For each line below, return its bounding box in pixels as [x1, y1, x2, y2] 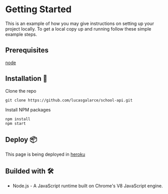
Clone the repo [5, 88, 37, 94]
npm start [5, 121, 26, 126]
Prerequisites [5, 46, 49, 54]
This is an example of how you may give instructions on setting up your [5, 20, 154, 26]
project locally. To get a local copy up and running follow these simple [5, 25, 151, 32]
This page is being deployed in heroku [5, 151, 85, 157]
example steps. [5, 31, 37, 37]
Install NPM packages [5, 106, 51, 113]
